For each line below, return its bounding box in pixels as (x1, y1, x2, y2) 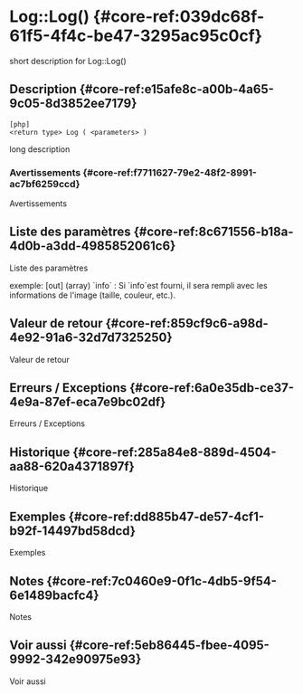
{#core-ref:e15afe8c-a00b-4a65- (79, 81, 274, 97)
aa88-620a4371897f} (9, 459, 136, 474)
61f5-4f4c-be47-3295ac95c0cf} (9, 25, 262, 46)
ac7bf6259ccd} (9, 177, 80, 190)
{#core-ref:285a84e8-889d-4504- (71, 444, 278, 460)
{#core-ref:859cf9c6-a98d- (105, 316, 269, 331)
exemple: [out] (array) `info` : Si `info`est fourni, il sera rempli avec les (9, 280, 269, 290)
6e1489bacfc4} (9, 587, 99, 603)
